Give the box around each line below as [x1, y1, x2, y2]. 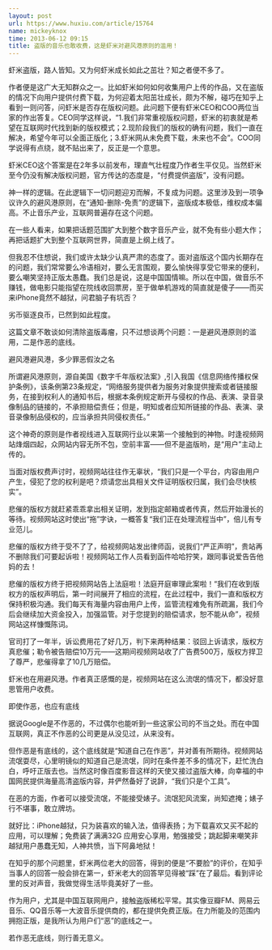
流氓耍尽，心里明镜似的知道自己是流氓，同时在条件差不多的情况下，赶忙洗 [8, 756, 257, 766]
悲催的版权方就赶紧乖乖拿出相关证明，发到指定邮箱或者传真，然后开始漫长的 [8, 504, 264, 514]
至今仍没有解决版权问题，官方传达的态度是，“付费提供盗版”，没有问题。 [8, 171, 249, 180]
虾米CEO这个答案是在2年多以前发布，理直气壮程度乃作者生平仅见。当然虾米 [8, 160, 261, 170]
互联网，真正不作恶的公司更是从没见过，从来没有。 [8, 729, 179, 739]
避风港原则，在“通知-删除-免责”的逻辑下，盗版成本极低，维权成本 [36, 197, 256, 207]
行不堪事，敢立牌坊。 [8, 804, 79, 813]
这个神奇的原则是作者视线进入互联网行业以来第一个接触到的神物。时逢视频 [8, 430, 257, 439]
